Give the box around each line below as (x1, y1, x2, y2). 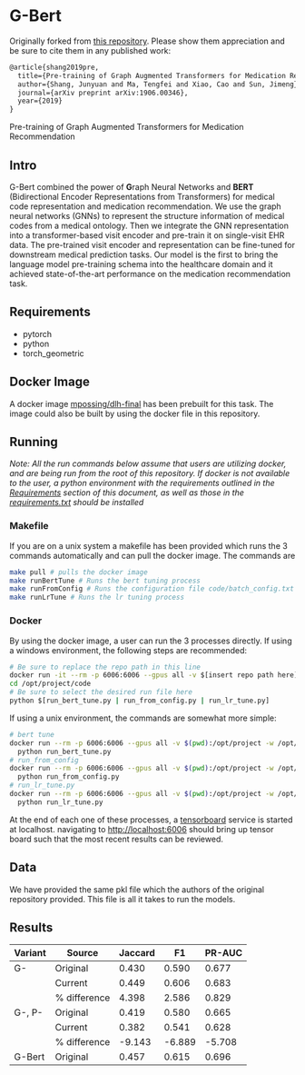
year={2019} (17, 96, 64, 105)
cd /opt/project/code (9, 679, 92, 689)
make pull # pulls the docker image (9, 567, 148, 577)
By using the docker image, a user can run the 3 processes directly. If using (9, 635, 292, 646)
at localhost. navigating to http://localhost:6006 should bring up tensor (9, 823, 274, 834)
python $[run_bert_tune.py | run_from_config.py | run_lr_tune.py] (9, 696, 271, 705)
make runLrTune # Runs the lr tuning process (9, 592, 184, 602)
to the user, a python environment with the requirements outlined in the (9, 478, 275, 489)
